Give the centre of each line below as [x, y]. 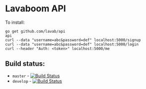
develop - [22, 81]
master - [21, 76]
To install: [15, 22]
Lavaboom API [36, 9]
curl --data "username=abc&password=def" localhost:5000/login [72, 44]
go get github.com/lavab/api [35, 31]
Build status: [25, 64]
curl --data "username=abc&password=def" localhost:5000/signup [73, 40]
